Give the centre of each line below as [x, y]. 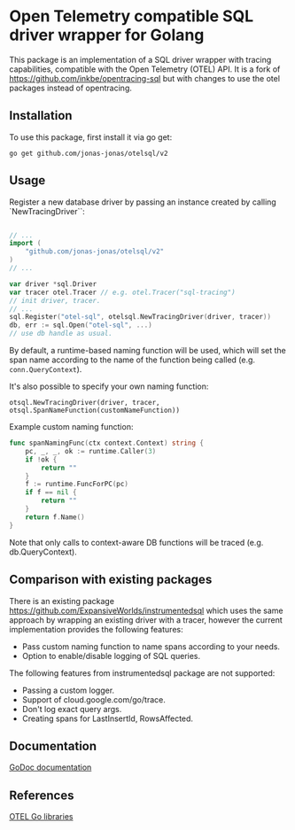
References [42, 795]
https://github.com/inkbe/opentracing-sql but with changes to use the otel [145, 78]
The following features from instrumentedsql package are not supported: [142, 673]
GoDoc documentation [50, 767]
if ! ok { [41, 459]
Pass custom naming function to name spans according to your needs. [151, 646]
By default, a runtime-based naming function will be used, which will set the [147, 351]
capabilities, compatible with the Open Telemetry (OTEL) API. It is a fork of [145, 69]
